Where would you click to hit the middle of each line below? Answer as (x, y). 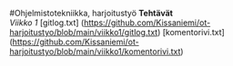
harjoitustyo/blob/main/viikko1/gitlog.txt (84, 32)
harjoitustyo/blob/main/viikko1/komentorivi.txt (95, 52)
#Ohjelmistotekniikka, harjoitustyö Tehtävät (91, 13)
